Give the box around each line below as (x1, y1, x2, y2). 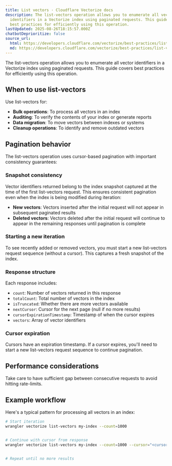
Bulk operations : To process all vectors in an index (12, 108, 120, 115)
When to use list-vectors (5, 85, 86, 94)
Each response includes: (5, 280, 57, 286)
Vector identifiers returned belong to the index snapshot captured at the (5, 183, 157, 189)
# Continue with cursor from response (5, 437, 88, 442)
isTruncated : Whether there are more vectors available (12, 301, 128, 307)
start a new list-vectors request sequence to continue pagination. (5, 347, 143, 353)
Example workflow (5, 395, 66, 404)
